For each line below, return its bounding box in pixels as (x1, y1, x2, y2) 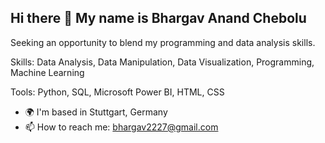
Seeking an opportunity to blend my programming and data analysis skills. (10, 36, 316, 48)
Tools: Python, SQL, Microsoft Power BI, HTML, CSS (10, 86, 225, 98)
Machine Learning (10, 66, 85, 78)
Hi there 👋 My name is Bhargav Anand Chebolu (10, 10, 307, 27)
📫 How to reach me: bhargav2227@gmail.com (24, 121, 219, 133)
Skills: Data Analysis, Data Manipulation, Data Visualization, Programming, (10, 56, 315, 68)
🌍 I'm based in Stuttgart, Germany (24, 106, 168, 118)
